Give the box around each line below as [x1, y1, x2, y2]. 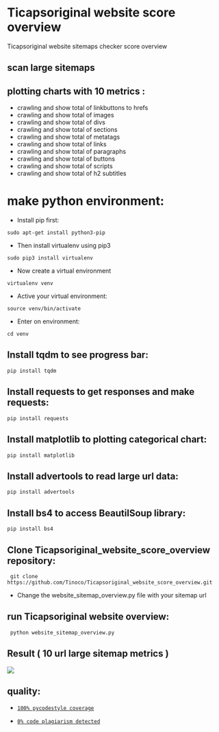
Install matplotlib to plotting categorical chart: [7, 434, 207, 446]
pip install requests [7, 415, 69, 422]
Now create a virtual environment [16, 266, 112, 275]
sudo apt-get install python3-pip [7, 229, 106, 236]
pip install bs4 [7, 525, 53, 533]
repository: [7, 555, 56, 567]
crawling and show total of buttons [16, 155, 115, 163]
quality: [7, 685, 41, 697]
